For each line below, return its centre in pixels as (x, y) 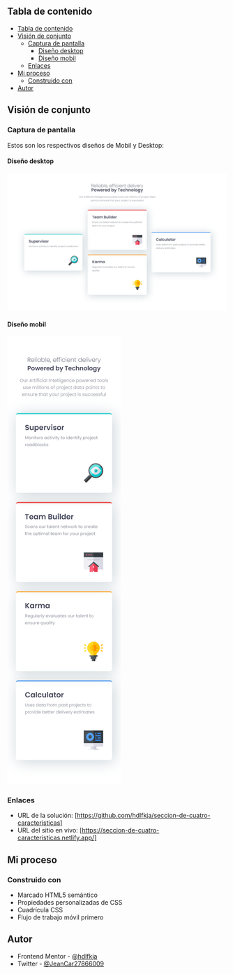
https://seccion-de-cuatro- (120, 830)
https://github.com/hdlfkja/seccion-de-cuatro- (143, 816)
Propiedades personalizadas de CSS (70, 902)
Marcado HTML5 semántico (57, 895)
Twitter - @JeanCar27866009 (61, 963)
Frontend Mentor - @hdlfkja (57, 956)
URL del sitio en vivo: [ (50, 830)
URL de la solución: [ (47, 816)
